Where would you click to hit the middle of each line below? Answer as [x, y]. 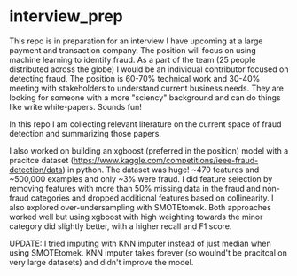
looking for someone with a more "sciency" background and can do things [145, 97]
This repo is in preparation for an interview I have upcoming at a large [136, 41]
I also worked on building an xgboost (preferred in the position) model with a [149, 150]
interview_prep [66, 16]
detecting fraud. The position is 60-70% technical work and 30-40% [135, 78]
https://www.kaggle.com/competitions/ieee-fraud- [166, 160]
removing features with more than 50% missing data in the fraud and [135, 188]
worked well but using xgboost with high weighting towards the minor [136, 217]
